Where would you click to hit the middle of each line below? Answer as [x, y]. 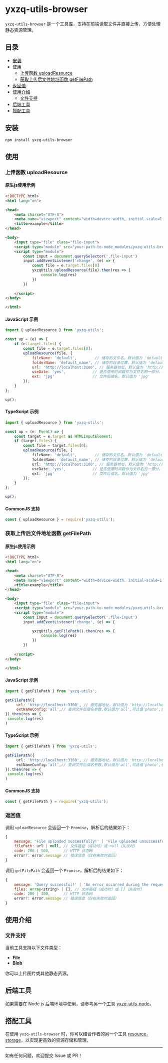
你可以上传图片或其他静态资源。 [38, 973]
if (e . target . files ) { [38, 344]
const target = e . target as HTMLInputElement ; [63, 436]
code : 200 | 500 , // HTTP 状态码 [53, 851]
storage [13, 1040]
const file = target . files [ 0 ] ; [56, 446]
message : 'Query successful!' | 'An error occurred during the [81, 884]
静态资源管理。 [20, 30]
